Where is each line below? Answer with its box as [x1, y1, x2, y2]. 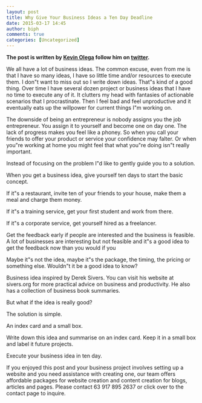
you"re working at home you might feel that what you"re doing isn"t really [6, 142, 190, 148]
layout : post [6, 8, 39, 15]
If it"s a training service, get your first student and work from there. [6, 208, 174, 215]
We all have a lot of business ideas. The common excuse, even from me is [6, 65, 191, 73]
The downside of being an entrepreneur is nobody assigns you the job [6, 116, 181, 123]
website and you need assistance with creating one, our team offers [6, 370, 176, 378]
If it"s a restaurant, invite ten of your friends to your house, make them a [6, 190, 186, 197]
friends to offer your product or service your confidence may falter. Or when [6, 135, 197, 142]
